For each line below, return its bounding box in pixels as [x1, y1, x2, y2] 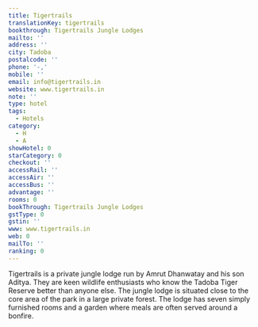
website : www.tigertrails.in [8, 85, 105, 93]
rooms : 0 [8, 196, 37, 203]
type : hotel [8, 100, 48, 108]
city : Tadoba [8, 48, 52, 56]
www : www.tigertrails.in [8, 225, 90, 234]
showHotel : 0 [8, 144, 52, 152]
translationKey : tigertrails [8, 19, 105, 27]
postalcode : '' [8, 56, 59, 64]
